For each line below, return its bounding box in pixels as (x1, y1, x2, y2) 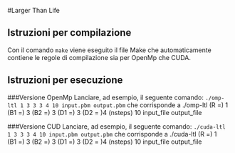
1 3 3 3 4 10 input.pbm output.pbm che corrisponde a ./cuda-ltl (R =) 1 (7, 129, 217, 138)
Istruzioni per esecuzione (7, 74, 123, 87)
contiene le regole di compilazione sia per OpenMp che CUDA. (7, 53, 191, 61)
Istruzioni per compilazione (7, 26, 132, 39)
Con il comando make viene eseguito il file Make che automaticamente (7, 46, 211, 54)
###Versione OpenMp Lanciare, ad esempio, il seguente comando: (7, 93, 204, 102)
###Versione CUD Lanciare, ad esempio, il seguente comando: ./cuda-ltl (7, 122, 226, 131)
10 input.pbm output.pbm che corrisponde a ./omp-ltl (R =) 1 (52, 100, 229, 109)
